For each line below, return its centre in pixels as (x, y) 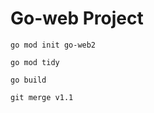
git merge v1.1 (42, 97)
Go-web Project (77, 18)
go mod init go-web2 (53, 45)
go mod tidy (35, 62)
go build (28, 80)
